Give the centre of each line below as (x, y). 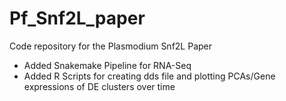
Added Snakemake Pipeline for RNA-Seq (107, 65)
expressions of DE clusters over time (99, 86)
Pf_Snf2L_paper (77, 18)
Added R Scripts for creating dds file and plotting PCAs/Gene (149, 76)
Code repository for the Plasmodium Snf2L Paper (111, 46)
